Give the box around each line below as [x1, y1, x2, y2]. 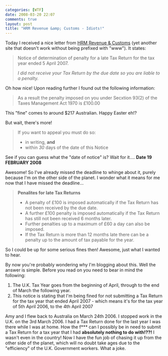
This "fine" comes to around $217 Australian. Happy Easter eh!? [5, 110, 137, 116]
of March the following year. [12, 288, 71, 294]
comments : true [5, 17, 37, 22]
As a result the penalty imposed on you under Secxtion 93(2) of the [17, 95, 157, 101]
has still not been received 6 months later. [25, 216, 112, 222]
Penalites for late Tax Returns [17, 190, 80, 196]
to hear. [5, 252, 21, 258]
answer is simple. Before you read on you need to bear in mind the [5, 267, 143, 273]
